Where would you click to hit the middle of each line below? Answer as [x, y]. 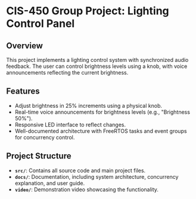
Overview [25, 46]
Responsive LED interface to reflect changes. [70, 125]
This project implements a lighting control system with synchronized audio [97, 60]
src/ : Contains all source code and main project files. [80, 170]
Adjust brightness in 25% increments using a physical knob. [88, 105]
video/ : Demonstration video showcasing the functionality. [87, 189]
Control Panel [41, 24]
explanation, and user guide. [50, 183]
